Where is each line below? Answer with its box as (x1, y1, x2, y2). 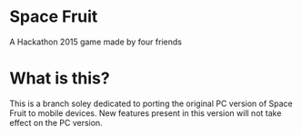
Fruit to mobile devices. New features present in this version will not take (9, 107, 282, 119)
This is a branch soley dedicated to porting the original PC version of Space (9, 98, 293, 109)
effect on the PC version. (9, 117, 103, 128)
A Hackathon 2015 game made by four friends (9, 36, 182, 47)
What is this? (9, 68, 111, 89)
